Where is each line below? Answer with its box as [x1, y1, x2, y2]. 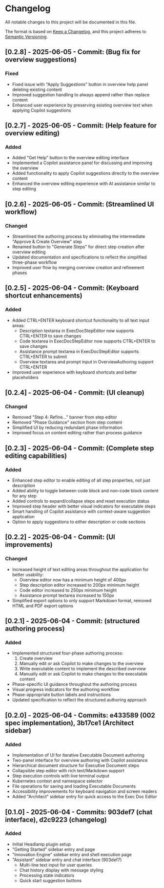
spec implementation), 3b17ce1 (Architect [5, 719, 134, 727]
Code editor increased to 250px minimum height [19, 587, 117, 593]
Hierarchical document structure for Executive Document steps [12, 762, 140, 768]
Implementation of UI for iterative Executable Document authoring [12, 752, 145, 758]
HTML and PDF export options [12, 603, 74, 609]
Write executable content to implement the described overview [19, 666, 146, 672]
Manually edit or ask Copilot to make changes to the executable [19, 671, 148, 677]
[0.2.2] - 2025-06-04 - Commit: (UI [5, 533, 116, 541]
